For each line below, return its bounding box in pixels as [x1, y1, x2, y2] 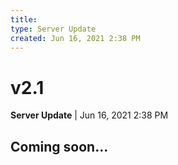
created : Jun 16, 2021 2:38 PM [10, 33, 141, 43]
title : [10, 14, 38, 25]
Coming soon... [10, 138, 109, 155]
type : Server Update [10, 24, 97, 34]
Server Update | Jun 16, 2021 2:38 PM [10, 109, 169, 121]
